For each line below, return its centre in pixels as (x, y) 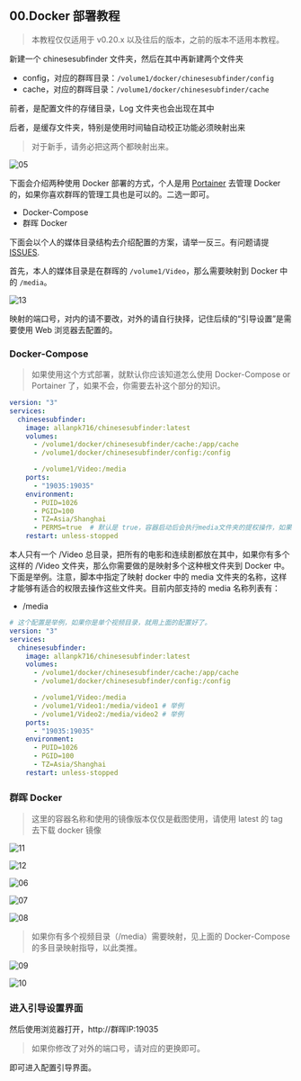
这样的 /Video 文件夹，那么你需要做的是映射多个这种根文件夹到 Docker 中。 (150, 566)
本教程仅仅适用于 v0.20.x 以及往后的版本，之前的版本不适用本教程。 (158, 40)
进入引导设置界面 (46, 1008)
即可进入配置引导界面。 (53, 1067)
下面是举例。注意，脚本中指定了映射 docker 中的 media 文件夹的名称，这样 (148, 577)
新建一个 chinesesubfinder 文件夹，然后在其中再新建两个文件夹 (127, 59)
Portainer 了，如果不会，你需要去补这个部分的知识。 (128, 386)
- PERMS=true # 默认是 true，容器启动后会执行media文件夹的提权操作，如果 (162, 528)
